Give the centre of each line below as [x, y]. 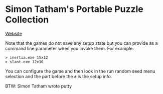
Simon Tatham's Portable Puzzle [74, 9]
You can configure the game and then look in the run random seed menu [80, 71]
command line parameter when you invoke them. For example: [70, 48]
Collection [27, 20]
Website [14, 33]
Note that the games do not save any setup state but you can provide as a [81, 43]
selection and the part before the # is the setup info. [59, 76]
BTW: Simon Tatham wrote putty [39, 86]
